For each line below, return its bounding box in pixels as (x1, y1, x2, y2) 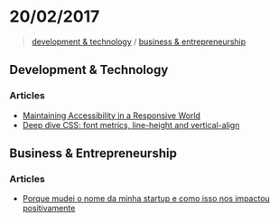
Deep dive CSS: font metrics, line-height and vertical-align (22, 119, 240, 130)
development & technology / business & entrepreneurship (31, 36, 246, 47)
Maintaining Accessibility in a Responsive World (22, 110, 201, 121)
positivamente (22, 203, 76, 214)
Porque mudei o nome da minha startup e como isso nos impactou (22, 193, 271, 204)
